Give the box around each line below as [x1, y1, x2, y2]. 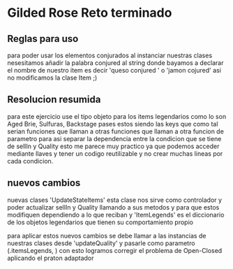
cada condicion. [7, 157, 54, 165]
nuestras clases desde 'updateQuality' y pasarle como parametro [7, 239, 195, 247]
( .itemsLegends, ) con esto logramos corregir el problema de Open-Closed [7, 246, 223, 254]
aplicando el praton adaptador [7, 254, 94, 262]
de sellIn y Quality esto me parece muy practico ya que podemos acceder [7, 142, 220, 150]
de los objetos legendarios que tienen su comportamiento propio [7, 218, 194, 226]
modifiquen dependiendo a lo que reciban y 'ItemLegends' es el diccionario [7, 210, 225, 219]
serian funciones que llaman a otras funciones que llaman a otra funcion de [7, 127, 225, 136]
